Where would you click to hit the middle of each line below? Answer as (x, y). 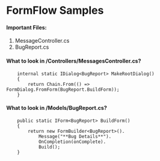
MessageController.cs (42, 41)
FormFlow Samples (55, 11)
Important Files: (26, 27)
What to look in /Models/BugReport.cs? (57, 108)
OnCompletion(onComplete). (72, 142)
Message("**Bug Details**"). (75, 136)
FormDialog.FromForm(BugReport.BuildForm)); (63, 90)
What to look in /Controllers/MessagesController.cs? (74, 61)
